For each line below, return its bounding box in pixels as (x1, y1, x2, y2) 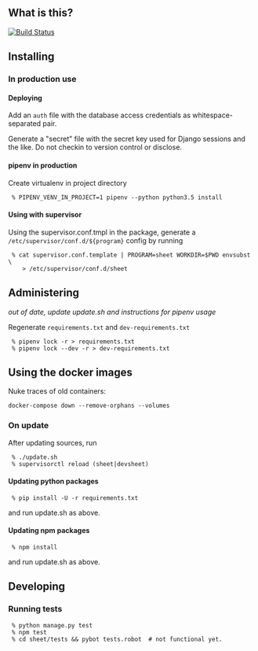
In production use (8, 74, 77, 85)
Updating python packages (8, 476, 100, 486)
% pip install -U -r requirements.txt (11, 494, 139, 502)
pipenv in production (8, 161, 78, 170)
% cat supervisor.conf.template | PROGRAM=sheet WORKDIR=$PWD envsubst (11, 251, 251, 259)
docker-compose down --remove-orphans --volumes (8, 401, 170, 410)
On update (8, 420, 49, 431)
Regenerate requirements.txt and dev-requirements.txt (8, 322, 191, 331)
